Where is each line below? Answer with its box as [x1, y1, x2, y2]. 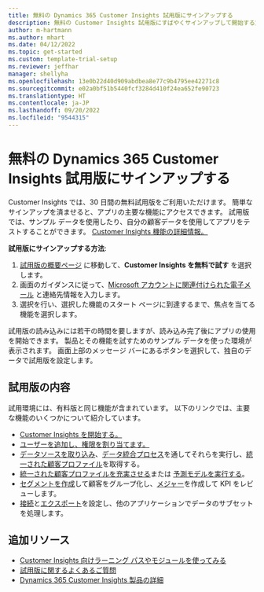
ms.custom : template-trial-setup [8, 56, 118, 64]
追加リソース [8, 534, 70, 547]
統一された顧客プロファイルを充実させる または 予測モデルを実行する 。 [19, 469, 249, 478]
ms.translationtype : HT [8, 92, 86, 100]
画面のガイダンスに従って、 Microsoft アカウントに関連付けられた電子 [19, 280, 245, 289]
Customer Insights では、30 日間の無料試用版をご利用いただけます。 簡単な [8, 197, 253, 207]
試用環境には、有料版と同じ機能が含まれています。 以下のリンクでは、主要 [8, 403, 251, 413]
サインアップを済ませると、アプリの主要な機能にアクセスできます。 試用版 [8, 207, 250, 216]
